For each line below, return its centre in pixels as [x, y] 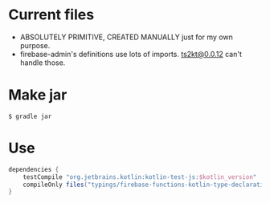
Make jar [38, 95]
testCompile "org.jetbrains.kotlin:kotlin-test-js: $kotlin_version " [140, 177]
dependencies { [34, 169]
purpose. [35, 45]
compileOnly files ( [55, 185]
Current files [51, 15]
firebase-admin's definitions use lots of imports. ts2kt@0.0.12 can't [131, 54]
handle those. [43, 63]
